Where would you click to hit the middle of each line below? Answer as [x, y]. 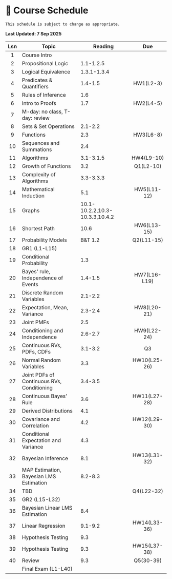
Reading [103, 46]
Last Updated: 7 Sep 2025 [34, 33]
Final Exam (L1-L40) [47, 569]
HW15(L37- [148, 546]
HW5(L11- [148, 189]
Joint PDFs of [38, 375]
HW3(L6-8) [148, 135]
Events [30, 284]
